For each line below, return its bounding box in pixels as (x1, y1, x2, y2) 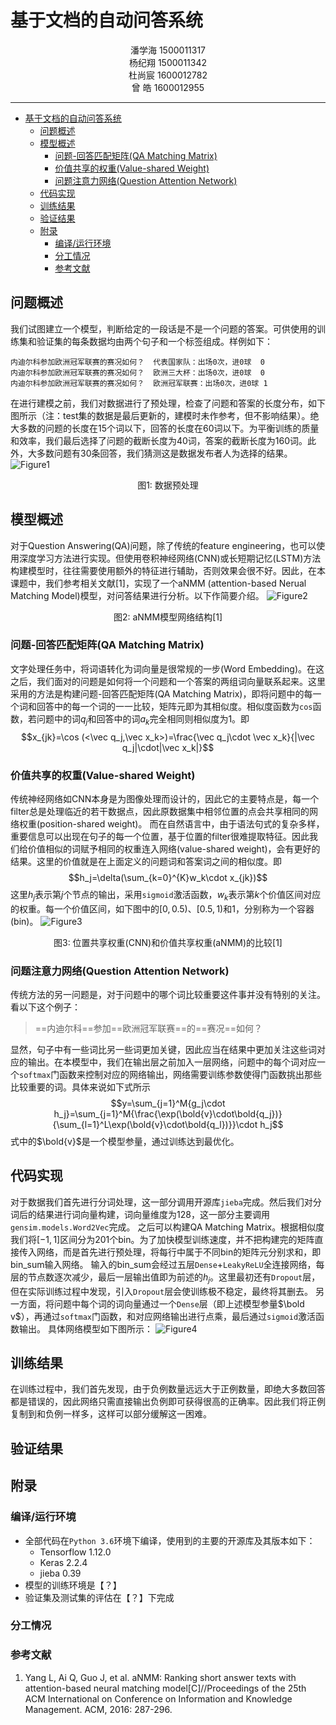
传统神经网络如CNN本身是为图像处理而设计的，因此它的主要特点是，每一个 (10, 792, 320, 805)
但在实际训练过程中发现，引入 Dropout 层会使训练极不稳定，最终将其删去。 (10, 1285, 314, 1297)
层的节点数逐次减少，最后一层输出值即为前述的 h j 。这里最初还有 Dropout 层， (10, 1271, 321, 1285)
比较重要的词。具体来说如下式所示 (10, 1081, 151, 1093)
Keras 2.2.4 (39, 1556, 88, 1568)
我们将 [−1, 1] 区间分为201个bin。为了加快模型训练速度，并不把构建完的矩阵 (10, 1233, 315, 1245)
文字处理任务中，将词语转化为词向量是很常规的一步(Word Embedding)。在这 (10, 662, 325, 675)
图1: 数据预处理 (137, 479, 199, 491)
